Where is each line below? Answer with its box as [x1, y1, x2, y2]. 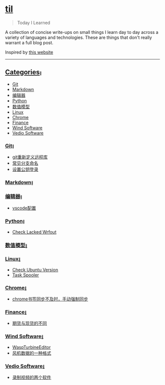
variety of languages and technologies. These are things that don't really [5, 34, 152, 40]
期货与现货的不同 [12, 321, 47, 326]
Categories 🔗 [5, 68, 42, 77]
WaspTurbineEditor [12, 344, 51, 350]
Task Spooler [12, 272, 39, 278]
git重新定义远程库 [12, 154, 48, 160]
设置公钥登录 [12, 166, 38, 173]
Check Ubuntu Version [12, 267, 58, 272]
